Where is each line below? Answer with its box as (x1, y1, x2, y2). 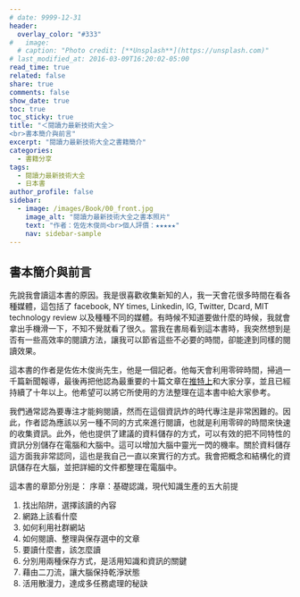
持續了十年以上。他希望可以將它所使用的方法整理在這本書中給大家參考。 (9, 387, 275, 398)
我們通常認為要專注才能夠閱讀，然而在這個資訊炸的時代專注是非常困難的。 (9, 406, 283, 416)
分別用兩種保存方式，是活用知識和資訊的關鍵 (21, 556, 187, 567)
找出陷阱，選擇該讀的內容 (21, 500, 117, 510)
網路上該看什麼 (21, 511, 78, 522)
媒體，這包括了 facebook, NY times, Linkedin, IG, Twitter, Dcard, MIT (16, 301, 270, 312)
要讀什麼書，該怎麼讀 (21, 544, 101, 555)
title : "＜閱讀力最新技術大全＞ (9, 122, 115, 130)
